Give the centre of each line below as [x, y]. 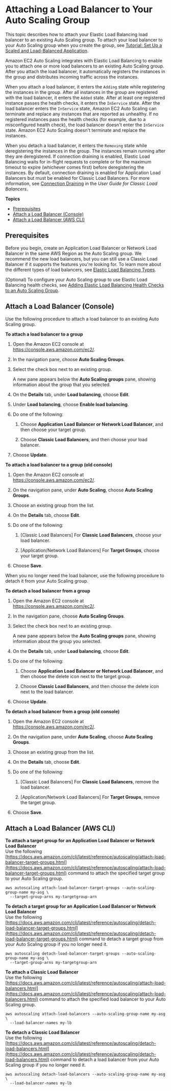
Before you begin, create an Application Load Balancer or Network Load [81, 248]
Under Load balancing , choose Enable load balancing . [71, 404]
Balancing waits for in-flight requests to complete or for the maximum [78, 161]
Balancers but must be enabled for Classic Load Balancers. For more [78, 178]
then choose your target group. [53, 430]
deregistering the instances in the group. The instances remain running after [86, 151]
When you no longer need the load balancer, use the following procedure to [85, 575]
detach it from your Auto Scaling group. [47, 581]
